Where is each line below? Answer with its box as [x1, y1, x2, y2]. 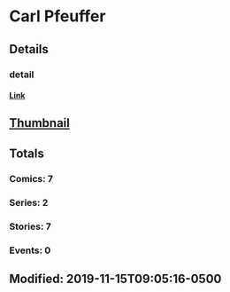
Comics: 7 [9, 172, 54, 185]
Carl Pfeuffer [9, 6, 106, 27]
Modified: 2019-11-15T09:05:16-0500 [9, 271, 222, 286]
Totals [9, 146, 44, 161]
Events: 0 [9, 244, 51, 256]
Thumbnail [9, 115, 71, 130]
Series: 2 [9, 196, 49, 209]
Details [9, 42, 49, 57]
